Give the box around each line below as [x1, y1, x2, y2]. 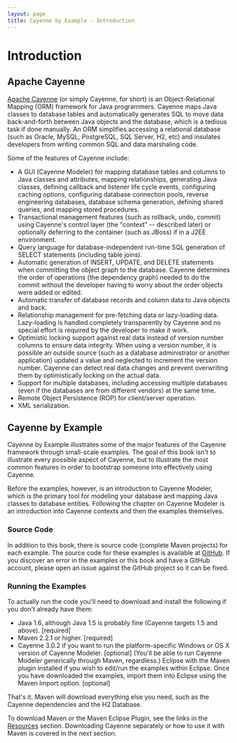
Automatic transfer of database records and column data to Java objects [17, 295, 231, 304]
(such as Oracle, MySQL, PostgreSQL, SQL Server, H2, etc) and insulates [7, 132, 221, 141]
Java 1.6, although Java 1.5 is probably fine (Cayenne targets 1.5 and [17, 618, 218, 627]
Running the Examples [7, 581, 87, 591]
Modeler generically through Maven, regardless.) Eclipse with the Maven [17, 656, 231, 664]
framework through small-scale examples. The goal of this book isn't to [7, 448, 216, 456]
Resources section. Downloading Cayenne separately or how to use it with [7, 721, 225, 730]
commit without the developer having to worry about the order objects [17, 280, 224, 289]
